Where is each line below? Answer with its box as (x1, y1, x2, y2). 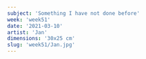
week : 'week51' (7, 16, 51, 23)
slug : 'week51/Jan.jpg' (7, 41, 76, 48)
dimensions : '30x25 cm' (7, 35, 76, 42)
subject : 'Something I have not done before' (7, 9, 140, 17)
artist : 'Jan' (7, 28, 48, 36)
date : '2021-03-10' (7, 22, 63, 29)
